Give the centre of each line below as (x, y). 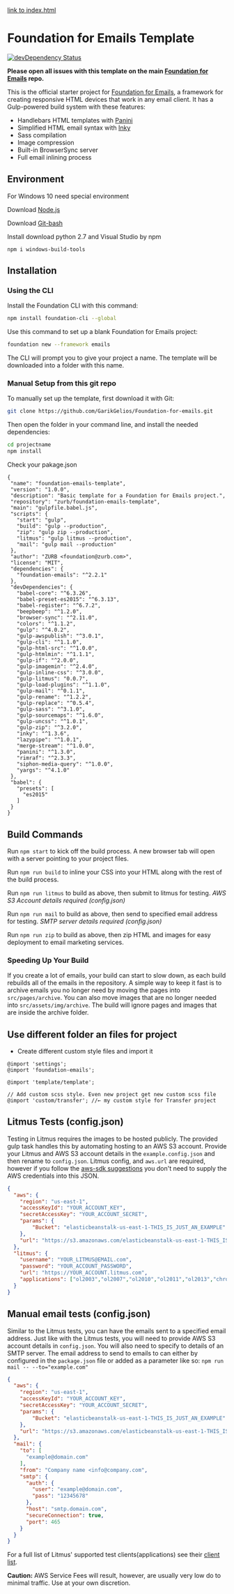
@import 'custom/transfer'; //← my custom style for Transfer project (112, 1101)
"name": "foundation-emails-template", (68, 484)
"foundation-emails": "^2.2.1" (62, 575)
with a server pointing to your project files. (68, 858)
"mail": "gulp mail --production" (67, 545)
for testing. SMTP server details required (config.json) (85, 921)
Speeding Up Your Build (48, 960)
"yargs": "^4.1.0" (43, 771)
